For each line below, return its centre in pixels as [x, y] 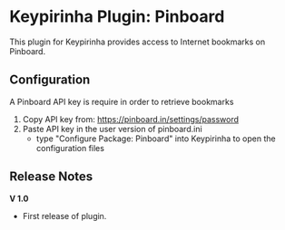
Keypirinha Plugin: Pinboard [117, 17]
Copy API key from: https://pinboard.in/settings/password [130, 119]
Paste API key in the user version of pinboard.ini [112, 129]
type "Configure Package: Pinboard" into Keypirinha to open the [156, 139]
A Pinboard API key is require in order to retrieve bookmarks [122, 101]
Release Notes [51, 177]
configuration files [70, 148]
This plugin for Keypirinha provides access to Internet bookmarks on [138, 42]
